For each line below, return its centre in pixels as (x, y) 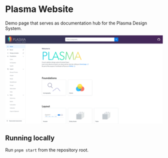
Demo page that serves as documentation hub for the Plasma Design (76, 23)
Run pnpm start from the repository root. (47, 150)
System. (14, 28)
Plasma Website (39, 9)
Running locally (30, 138)
